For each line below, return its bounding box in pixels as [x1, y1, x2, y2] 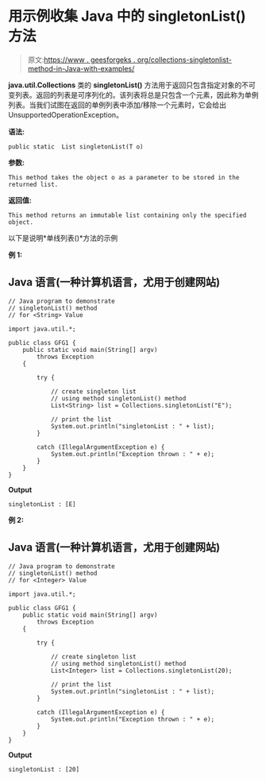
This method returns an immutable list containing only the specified [8, 211, 247, 219]
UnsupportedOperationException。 [8, 110, 123, 119]
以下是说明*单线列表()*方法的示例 [8, 233, 118, 242]
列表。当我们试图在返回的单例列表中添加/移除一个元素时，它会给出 [8, 100, 227, 110]
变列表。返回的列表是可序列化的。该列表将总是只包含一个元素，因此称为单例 [8, 90, 259, 99]
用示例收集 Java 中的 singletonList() [8, 7, 246, 25]
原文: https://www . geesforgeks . [27, 55, 136, 64]
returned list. [8, 180, 59, 188]
